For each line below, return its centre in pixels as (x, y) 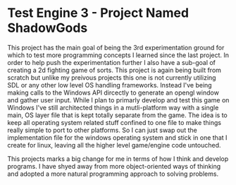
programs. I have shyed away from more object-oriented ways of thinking (114, 166)
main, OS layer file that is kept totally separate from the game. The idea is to (117, 115)
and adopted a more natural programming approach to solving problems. (113, 174)
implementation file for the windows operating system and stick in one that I (117, 137)
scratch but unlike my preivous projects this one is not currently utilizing (112, 77)
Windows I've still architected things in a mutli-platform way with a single (113, 107)
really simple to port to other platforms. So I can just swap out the (102, 130)
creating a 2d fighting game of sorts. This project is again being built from (114, 70)
